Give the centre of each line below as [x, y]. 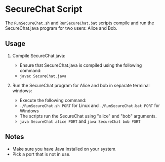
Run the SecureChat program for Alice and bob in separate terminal [81, 85]
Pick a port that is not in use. [41, 154]
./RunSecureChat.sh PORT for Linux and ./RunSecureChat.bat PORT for [90, 106]
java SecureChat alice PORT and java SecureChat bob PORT [80, 121]
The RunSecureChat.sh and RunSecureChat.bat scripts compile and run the [80, 23]
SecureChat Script [44, 9]
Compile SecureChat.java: [39, 55]
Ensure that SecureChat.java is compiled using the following [81, 65]
